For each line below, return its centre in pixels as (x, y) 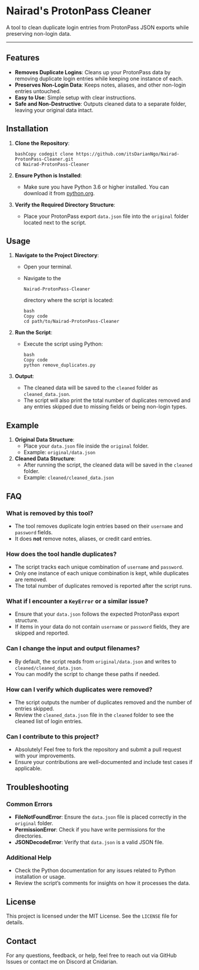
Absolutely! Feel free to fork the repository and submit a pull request (98, 750)
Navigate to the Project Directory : (57, 255)
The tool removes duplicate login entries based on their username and (99, 526)
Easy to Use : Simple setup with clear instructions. (75, 97)
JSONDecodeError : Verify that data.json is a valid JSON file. (89, 842)
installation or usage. (40, 877)
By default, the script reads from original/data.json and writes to (95, 661)
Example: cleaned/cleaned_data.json (69, 478)
